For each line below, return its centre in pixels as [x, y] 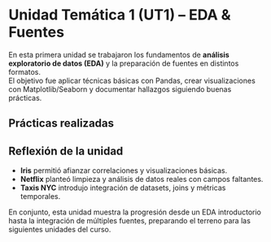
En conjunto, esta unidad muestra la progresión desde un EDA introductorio [135, 212]
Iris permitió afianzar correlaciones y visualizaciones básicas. [124, 171]
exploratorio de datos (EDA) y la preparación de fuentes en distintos [124, 63]
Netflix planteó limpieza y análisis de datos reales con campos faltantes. [142, 179]
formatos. [25, 71]
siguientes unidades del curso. [60, 230]
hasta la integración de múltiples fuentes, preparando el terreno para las [129, 221]
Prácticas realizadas [61, 123]
